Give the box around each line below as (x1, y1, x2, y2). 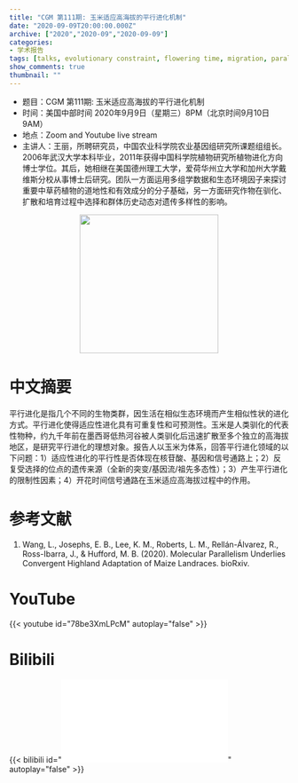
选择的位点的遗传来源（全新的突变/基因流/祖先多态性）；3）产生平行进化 (24, 463, 288, 474)
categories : (9, 37, 53, 47)
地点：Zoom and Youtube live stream (21, 130, 158, 140)
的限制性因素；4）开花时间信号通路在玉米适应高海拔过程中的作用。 (9, 474, 255, 485)
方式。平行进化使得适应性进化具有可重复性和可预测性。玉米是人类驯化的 (9, 419, 273, 430)
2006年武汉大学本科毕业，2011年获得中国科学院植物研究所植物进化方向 (21, 152, 284, 162)
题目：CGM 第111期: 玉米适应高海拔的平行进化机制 (21, 96, 206, 107)
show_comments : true (9, 63, 86, 72)
